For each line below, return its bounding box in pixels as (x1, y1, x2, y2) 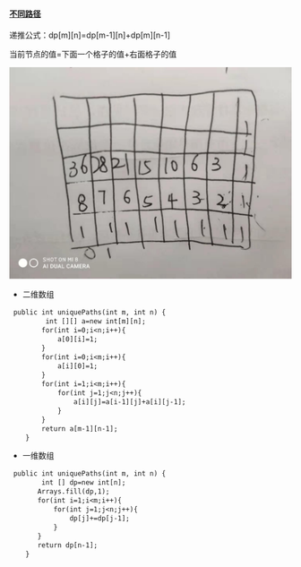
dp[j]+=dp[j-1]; (69, 514, 130, 523)
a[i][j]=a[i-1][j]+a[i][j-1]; (73, 398, 186, 407)
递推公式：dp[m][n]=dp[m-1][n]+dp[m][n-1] (9, 30, 171, 40)
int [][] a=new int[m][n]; (45, 317, 146, 326)
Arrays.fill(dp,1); (37, 487, 110, 496)
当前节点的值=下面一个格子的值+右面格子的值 (9, 49, 177, 60)
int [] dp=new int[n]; (41, 478, 126, 487)
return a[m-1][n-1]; (41, 425, 118, 434)
